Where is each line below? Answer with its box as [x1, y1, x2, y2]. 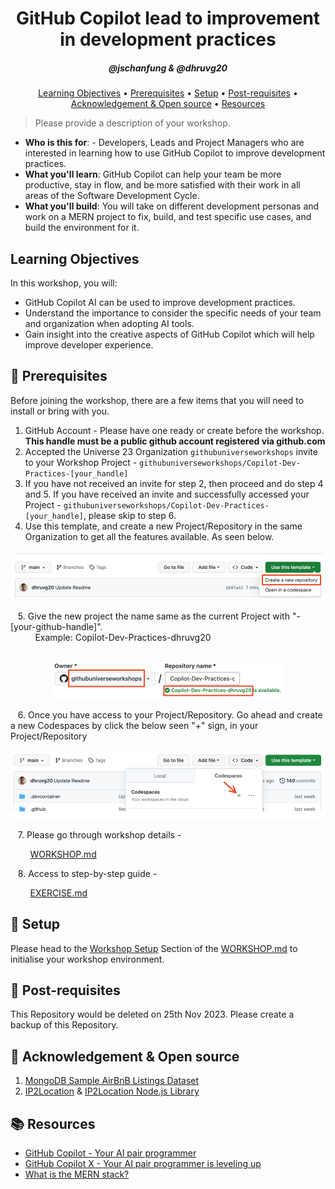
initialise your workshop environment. [10, 953, 165, 965]
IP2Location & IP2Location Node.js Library [24, 1085, 200, 1097]
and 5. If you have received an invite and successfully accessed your [24, 488, 310, 500]
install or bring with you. [10, 405, 110, 417]
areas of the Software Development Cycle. [24, 190, 200, 202]
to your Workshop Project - [24, 456, 138, 468]
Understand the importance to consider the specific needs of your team [24, 307, 322, 319]
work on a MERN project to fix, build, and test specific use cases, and [24, 211, 312, 223]
